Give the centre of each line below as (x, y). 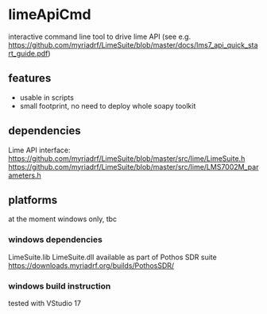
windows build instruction (60, 285)
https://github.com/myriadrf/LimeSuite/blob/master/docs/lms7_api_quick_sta (133, 44)
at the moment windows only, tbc (63, 219)
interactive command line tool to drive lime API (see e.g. (100, 36)
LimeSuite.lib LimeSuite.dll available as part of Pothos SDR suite (112, 257)
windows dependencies (56, 239)
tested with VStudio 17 (45, 303)
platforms (33, 200)
